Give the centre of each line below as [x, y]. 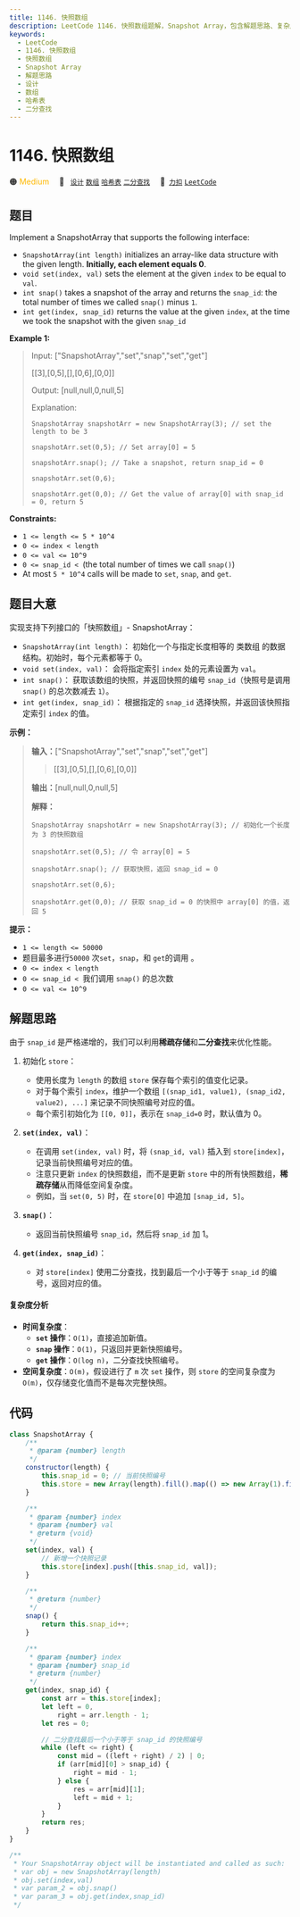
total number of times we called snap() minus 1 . [110, 302]
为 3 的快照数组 [57, 834]
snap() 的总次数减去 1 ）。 [68, 691]
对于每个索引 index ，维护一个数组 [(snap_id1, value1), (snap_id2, [161, 1091]
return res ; [64, 1822]
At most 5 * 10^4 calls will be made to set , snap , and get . [127, 574]
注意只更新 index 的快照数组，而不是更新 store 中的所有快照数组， [158, 1173]
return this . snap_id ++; [85, 1625]
